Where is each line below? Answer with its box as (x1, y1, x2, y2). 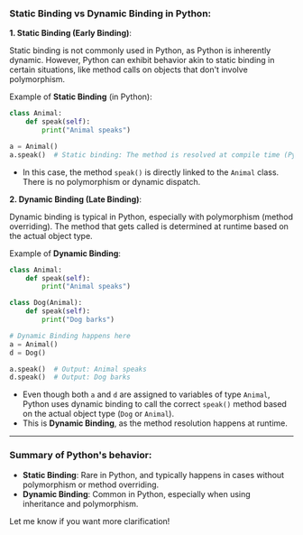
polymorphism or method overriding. (22, 479, 160, 490)
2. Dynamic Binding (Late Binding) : (9, 193, 142, 205)
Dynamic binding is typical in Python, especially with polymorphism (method (9, 211, 293, 222)
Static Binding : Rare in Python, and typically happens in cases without (22, 469, 285, 480)
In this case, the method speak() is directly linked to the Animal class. (22, 166, 280, 178)
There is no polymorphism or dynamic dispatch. (22, 176, 201, 187)
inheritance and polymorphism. (22, 498, 139, 509)
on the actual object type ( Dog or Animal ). (22, 409, 174, 420)
